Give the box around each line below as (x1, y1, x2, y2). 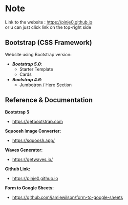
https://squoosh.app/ (12, 137, 55, 143)
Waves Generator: (5, 147, 43, 153)
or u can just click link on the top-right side (5, 24, 91, 30)
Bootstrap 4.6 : (12, 76, 43, 82)
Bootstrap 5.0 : (12, 61, 43, 67)
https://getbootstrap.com (12, 118, 63, 124)
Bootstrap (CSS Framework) (5, 39, 92, 47)
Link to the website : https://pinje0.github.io (5, 19, 93, 25)
